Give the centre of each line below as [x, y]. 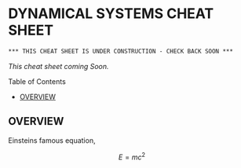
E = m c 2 [132, 156]
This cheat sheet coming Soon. [58, 66]
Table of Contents [37, 81]
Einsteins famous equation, [52, 140]
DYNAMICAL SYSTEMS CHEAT [111, 14]
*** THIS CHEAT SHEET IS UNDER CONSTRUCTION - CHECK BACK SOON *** [121, 51]
